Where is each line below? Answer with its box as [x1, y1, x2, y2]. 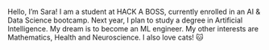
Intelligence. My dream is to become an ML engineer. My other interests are [7, 24, 259, 33]
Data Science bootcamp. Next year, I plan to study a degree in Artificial [7, 15, 243, 25]
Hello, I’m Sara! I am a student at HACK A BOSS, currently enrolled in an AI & [7, 7, 261, 16]
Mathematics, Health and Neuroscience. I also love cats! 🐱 [7, 32, 204, 42]
